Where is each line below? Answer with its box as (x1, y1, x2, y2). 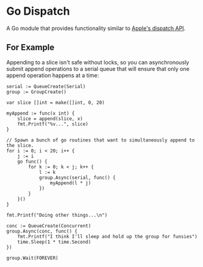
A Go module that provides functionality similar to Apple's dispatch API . (6, 24, 186, 32)
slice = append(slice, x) (17, 115, 84, 122)
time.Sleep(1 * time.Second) (17, 239, 91, 245)
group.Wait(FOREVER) (6, 255, 59, 261)
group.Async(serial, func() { (38, 175, 116, 181)
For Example (6, 42, 55, 53)
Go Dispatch (6, 4, 70, 18)
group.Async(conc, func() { (6, 228, 78, 234)
